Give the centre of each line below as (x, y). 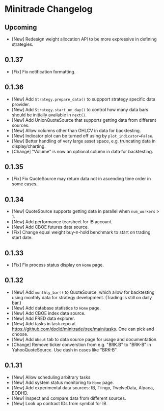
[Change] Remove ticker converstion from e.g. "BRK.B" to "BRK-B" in (81, 344)
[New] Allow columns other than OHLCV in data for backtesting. (76, 130)
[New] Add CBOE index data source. (48, 313)
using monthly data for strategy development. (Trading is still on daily (82, 297)
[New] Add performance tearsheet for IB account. (62, 222)
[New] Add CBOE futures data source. (50, 227)
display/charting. (29, 146)
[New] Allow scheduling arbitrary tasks (51, 377)
